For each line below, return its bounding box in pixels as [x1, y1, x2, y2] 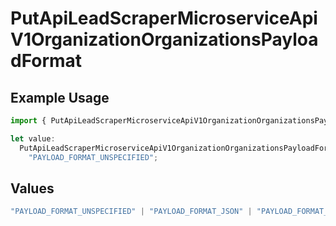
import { [10, 116, 47, 126]
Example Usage [10, 89, 110, 106]
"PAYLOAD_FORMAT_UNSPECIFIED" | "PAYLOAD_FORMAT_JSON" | [10, 207, 253, 217]
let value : [10, 133, 56, 144]
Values [10, 180, 55, 197]
